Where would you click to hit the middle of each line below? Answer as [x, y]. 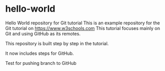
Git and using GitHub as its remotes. [43, 33]
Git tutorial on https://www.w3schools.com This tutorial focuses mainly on [83, 28]
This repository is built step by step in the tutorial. [57, 43]
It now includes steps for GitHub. [40, 53]
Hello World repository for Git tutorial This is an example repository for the [83, 23]
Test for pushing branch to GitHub [41, 63]
